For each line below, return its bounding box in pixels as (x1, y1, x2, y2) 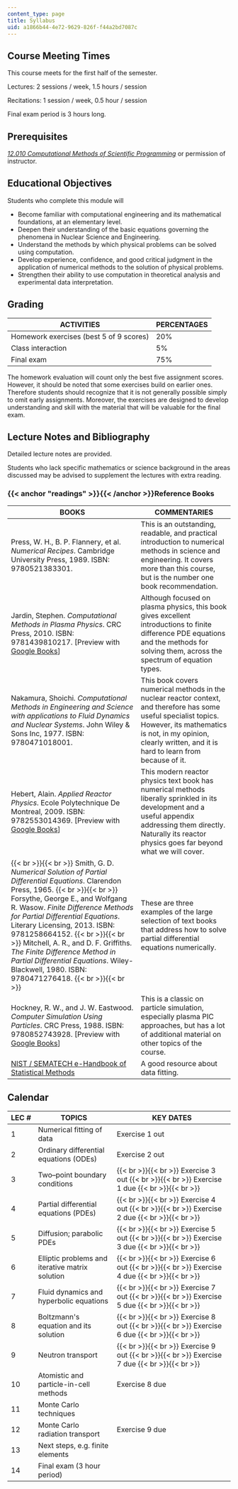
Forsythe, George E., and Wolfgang (11, 894, 127, 903)
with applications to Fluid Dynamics (11, 710, 130, 720)
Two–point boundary (38, 1170, 107, 1180)
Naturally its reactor (140, 828, 207, 838)
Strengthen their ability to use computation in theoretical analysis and (17, 270, 221, 279)
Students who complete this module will (7, 196, 124, 204)
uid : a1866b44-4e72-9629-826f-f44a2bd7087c (7, 23, 138, 31)
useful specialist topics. (140, 710, 220, 720)
